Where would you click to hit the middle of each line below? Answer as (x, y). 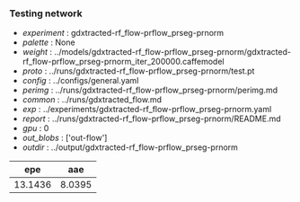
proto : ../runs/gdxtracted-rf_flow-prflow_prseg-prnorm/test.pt (138, 71)
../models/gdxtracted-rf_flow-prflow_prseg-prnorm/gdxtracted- (172, 52)
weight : (37, 52)
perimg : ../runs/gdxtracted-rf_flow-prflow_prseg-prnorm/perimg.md (150, 90)
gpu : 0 (35, 128)
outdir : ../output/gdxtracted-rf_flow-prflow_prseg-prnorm (130, 147)
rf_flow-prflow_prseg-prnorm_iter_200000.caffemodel (123, 62)
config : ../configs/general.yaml (80, 81)
